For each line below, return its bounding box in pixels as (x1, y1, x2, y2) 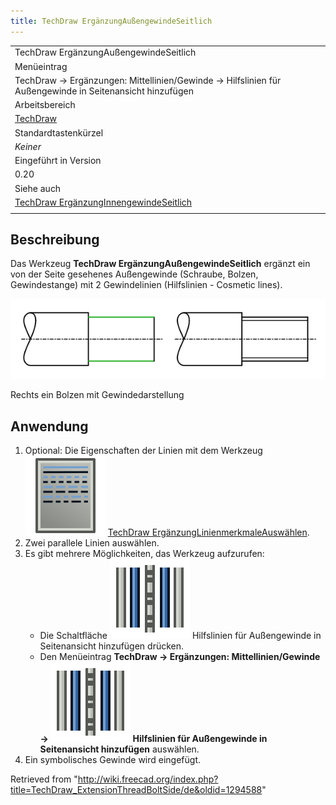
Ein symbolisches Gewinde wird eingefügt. (24, 754, 202, 766)
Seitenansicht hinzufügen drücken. (39, 640, 185, 652)
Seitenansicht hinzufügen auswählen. (39, 743, 200, 755)
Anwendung (10, 418, 89, 435)
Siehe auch (14, 182, 62, 194)
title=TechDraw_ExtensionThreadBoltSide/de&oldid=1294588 (10, 784, 263, 796)
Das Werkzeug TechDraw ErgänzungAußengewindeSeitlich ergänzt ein (10, 258, 311, 270)
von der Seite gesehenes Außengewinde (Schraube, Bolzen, (10, 268, 259, 280)
